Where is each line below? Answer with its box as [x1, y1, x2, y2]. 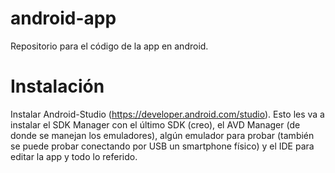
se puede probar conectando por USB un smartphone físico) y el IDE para [10, 140, 315, 152]
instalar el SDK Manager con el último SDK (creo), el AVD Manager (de [10, 118, 301, 131]
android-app [10, 7, 117, 30]
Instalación [10, 75, 105, 98]
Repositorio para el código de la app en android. [10, 40, 209, 52]
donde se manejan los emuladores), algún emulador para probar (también [10, 129, 315, 141]
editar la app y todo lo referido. [10, 150, 138, 162]
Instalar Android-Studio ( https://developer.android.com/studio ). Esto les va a [10, 108, 325, 120]
